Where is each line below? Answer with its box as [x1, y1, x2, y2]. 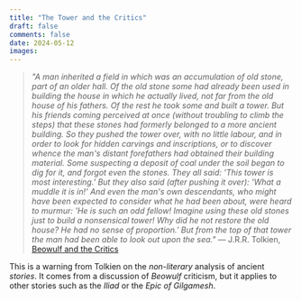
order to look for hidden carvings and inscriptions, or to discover [31, 139, 272, 150]
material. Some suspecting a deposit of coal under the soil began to [31, 158, 286, 168]
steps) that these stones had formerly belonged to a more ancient [31, 119, 278, 131]
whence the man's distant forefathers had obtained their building [31, 148, 275, 159]
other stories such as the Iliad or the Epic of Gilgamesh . [9, 280, 216, 291]
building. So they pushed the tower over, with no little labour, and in [31, 129, 282, 140]
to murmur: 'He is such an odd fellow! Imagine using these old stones [31, 205, 290, 216]
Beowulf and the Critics [31, 244, 119, 255]
